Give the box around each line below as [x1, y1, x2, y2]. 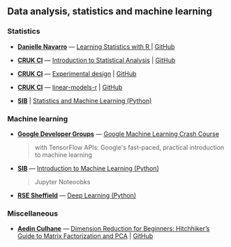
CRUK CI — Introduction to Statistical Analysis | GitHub [17, 56, 176, 64]
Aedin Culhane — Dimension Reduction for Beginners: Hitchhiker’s [17, 225, 210, 233]
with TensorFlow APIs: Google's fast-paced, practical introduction [34, 143, 225, 151]
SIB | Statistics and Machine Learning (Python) [17, 96, 152, 105]
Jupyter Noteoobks [34, 177, 91, 186]
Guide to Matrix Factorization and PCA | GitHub [17, 232, 154, 240]
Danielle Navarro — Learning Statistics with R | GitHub [17, 42, 175, 51]
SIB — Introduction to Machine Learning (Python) [17, 164, 159, 172]
